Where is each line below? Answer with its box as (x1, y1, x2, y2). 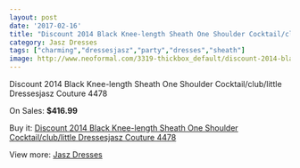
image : (9, 54, 34, 63)
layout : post (9, 12, 58, 22)
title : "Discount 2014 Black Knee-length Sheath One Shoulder (9, 29, 246, 38)
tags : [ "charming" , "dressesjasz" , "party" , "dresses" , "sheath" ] (9, 46, 246, 55)
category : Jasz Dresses (9, 37, 98, 47)
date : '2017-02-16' (9, 21, 82, 30)
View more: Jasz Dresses (9, 149, 103, 160)
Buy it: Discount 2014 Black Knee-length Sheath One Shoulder (9, 123, 238, 133)
